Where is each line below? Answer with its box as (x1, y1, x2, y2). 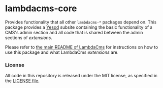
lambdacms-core (5, 3, 77, 14)
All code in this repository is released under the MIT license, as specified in (5, 73, 158, 79)
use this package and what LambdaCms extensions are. (5, 49, 119, 55)
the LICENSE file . (5, 78, 40, 84)
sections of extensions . (5, 35, 53, 41)
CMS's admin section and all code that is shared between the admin (5, 29, 143, 35)
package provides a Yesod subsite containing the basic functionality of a (5, 24, 153, 30)
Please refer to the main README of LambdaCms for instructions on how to (5, 44, 159, 50)
